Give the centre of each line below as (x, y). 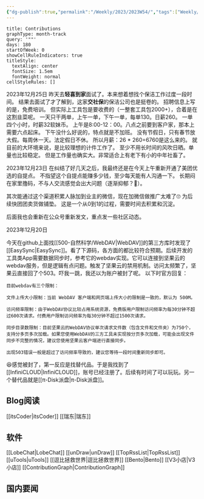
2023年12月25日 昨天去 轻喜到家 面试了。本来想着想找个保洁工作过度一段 (97, 94)
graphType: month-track (36, 34)
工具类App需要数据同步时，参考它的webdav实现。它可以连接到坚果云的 (96, 258)
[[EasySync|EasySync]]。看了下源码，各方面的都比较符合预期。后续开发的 (100, 250)
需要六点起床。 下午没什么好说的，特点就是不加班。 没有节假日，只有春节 (98, 132)
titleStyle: (21, 61)
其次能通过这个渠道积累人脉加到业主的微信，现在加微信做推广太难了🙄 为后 (100, 196)
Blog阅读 (23, 401)
